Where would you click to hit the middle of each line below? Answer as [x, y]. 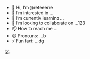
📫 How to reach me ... [34, 29]
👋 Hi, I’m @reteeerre [32, 8]
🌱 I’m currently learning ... [38, 18]
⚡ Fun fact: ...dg [28, 41]
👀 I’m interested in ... [32, 13]
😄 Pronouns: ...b [29, 36]
